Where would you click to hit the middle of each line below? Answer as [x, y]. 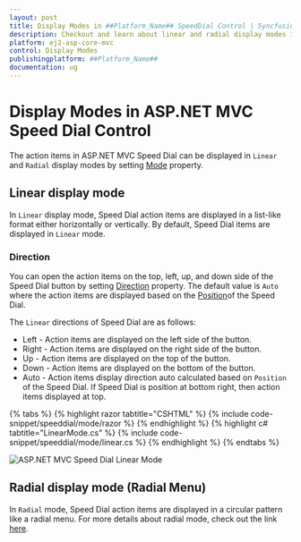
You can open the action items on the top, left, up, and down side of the [142, 276]
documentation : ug [43, 68]
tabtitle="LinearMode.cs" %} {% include [84, 432]
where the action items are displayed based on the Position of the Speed [142, 295]
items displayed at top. [64, 396]
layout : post [34, 17]
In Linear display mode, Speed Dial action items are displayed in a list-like [145, 215]
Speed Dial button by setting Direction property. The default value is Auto [144, 285]
